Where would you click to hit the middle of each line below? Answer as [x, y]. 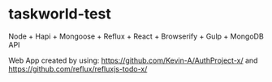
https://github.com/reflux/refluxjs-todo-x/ [78, 68]
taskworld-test [60, 14]
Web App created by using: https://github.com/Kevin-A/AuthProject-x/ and [133, 60]
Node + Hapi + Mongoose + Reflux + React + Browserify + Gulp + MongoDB [136, 36]
